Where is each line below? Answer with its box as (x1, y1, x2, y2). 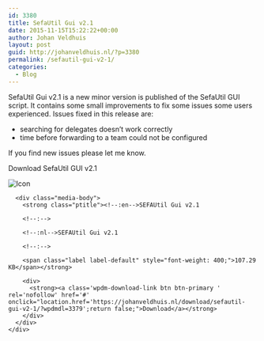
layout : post (8, 41, 51, 49)
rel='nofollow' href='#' (8, 290, 90, 299)
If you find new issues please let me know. (8, 148, 146, 157)
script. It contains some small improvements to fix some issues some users (8, 100, 253, 110)
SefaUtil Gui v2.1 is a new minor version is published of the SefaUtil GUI (8, 92, 240, 101)
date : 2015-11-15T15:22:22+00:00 (8, 26, 119, 34)
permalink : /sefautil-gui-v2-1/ (8, 56, 115, 64)
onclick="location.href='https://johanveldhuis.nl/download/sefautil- (8, 297, 246, 305)
